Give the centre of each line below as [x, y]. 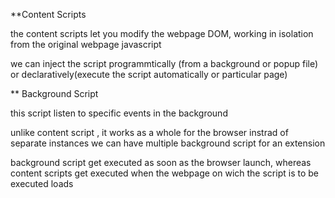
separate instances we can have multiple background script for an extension [168, 143]
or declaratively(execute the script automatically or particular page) [149, 74]
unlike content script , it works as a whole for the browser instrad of [149, 132]
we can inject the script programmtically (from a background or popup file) [164, 63]
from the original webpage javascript [86, 44]
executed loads [42, 183]
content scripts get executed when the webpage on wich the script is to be [164, 173]
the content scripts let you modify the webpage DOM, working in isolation [162, 33]
